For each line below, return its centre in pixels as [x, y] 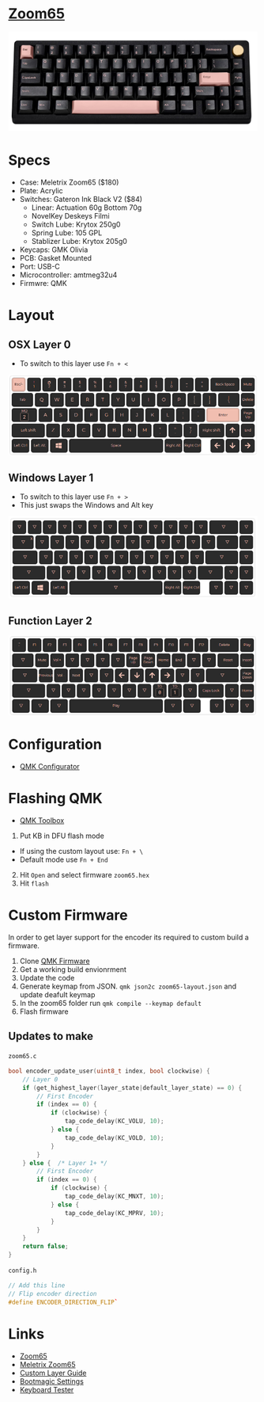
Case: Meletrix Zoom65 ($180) [69, 182]
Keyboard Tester [47, 1389]
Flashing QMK [55, 799]
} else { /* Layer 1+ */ [65, 1163]
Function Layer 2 [50, 621]
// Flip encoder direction [53, 1293]
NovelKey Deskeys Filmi [70, 216]
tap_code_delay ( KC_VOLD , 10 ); [114, 1137]
